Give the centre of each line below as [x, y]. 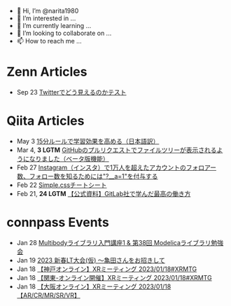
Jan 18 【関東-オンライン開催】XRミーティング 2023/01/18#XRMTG [114, 277]
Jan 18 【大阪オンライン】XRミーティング [77, 286]
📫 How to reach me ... [49, 41]
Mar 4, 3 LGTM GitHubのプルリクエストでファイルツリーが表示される [117, 150]
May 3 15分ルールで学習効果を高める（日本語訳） [88, 141]
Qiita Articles [45, 121]
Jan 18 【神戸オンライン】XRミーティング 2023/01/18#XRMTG [107, 269]
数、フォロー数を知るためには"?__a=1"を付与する [87, 176]
